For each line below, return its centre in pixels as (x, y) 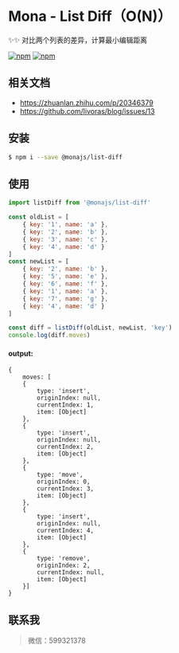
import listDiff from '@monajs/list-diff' (80, 203)
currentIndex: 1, (65, 405)
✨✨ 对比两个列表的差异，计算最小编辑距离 (78, 40)
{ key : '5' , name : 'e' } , (66, 277)
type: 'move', (60, 475)
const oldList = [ (39, 217)
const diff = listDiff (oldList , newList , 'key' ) (90, 328)
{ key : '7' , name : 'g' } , (66, 299)
